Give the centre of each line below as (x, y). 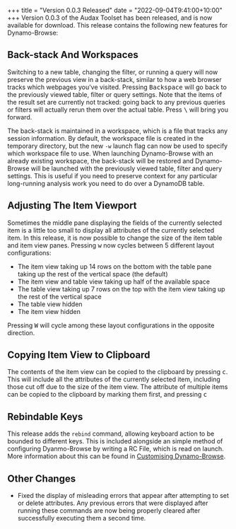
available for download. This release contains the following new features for (118, 25)
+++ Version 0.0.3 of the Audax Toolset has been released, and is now (110, 18)
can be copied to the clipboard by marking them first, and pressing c (107, 395)
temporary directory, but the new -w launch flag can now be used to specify (118, 146)
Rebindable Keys (45, 417)
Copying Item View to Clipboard (79, 355)
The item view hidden (49, 311)
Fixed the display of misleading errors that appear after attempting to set (123, 496)
